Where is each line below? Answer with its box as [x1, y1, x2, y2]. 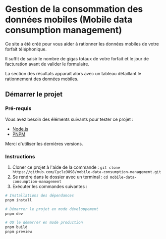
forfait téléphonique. [5, 46, 47, 52]
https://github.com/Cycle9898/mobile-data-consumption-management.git [12, 169, 162, 174]
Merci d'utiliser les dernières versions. [5, 141, 83, 146]
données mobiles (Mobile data [5, 14, 133, 25]
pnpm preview [5, 229, 32, 235]
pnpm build [5, 225, 28, 230]
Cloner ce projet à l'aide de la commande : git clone [12, 164, 120, 170]
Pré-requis [5, 105, 32, 112]
